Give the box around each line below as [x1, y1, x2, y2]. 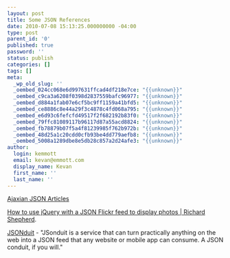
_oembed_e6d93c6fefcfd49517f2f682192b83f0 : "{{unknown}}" [13, 112, 183, 119]
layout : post [7, 10, 45, 17]
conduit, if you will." [7, 243, 63, 251]
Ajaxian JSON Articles [7, 195, 70, 203]
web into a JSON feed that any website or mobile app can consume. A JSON [7, 236, 224, 244]
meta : [7, 73, 23, 81]
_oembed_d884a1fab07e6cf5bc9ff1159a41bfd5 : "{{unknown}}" [13, 99, 183, 106]
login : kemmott [13, 150, 57, 158]
